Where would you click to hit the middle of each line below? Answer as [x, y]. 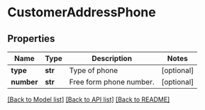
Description [112, 59]
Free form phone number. [112, 82]
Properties [31, 39]
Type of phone [94, 70]
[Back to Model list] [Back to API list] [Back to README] [89, 99]
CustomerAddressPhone [82, 12]
